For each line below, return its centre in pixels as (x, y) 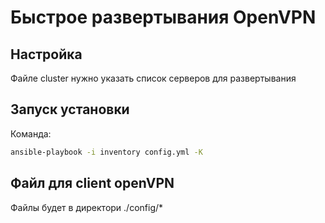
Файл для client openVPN (92, 183)
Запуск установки (70, 109)
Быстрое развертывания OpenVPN (163, 17)
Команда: (31, 133)
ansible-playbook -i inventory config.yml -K (106, 152)
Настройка (46, 54)
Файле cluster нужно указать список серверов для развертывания (153, 78)
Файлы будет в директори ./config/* (87, 207)
